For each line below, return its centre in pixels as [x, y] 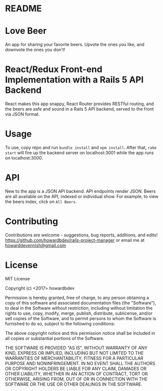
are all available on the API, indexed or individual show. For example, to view [82, 196]
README [23, 9]
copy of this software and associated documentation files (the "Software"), [81, 303]
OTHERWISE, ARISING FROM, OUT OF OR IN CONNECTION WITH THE [76, 379]
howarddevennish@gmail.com [35, 245]
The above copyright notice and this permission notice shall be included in [80, 333]
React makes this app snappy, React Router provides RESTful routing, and [80, 104]
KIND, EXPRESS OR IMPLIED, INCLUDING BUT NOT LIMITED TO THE [74, 353]
